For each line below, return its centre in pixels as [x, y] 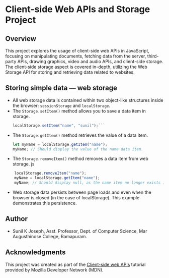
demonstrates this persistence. [45, 203]
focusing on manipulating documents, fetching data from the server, [76, 56]
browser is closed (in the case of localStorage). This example [76, 198]
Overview [21, 39]
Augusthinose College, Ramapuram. [50, 236]
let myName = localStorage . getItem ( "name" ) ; [60, 144]
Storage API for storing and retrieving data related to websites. [70, 72]
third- [153, 56]
